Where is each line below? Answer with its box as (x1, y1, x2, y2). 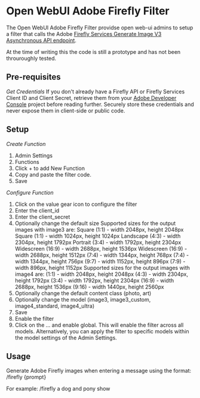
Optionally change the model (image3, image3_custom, (14, 296, 151, 303)
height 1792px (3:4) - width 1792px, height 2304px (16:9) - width (14, 277, 174, 284)
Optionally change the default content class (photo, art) (14, 289, 152, 297)
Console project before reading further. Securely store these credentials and (6, 101, 194, 108)
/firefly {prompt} (6, 373, 47, 381)
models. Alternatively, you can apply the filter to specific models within (14, 327, 189, 335)
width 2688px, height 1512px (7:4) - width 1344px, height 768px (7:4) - (14, 251, 189, 259)
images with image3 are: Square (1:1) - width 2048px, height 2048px (14, 226, 184, 233)
